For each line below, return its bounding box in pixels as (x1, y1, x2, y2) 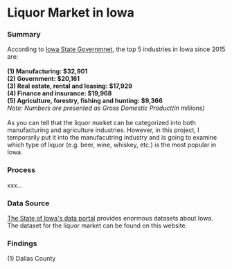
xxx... (7, 181, 23, 189)
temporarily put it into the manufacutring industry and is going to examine (7, 133, 217, 142)
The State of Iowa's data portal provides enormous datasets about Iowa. (7, 214, 213, 223)
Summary (7, 30, 42, 39)
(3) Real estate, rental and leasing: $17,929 (7, 82, 133, 91)
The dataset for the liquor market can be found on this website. (7, 221, 188, 230)
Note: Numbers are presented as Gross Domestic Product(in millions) (7, 104, 206, 112)
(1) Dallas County (7, 254, 56, 263)
